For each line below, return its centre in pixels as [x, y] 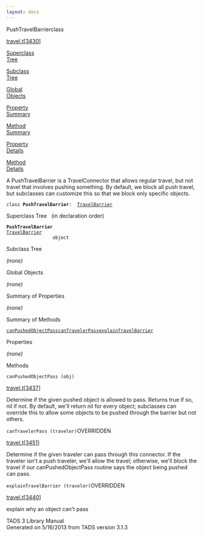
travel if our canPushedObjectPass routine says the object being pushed [97, 467]
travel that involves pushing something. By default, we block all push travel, [101, 187]
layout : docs [23, 12]
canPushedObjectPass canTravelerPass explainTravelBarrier [80, 331]
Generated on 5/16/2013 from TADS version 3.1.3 [67, 527]
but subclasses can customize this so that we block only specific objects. [98, 193]
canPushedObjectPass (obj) [40, 376]
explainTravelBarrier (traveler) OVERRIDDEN [66, 485]
